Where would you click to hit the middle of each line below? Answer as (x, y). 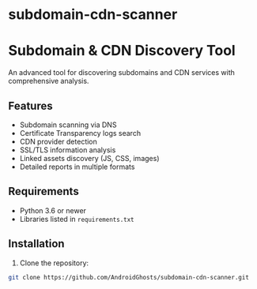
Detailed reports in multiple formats (77, 167)
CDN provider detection (58, 141)
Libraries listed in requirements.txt (77, 219)
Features (30, 105)
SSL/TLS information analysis (68, 150)
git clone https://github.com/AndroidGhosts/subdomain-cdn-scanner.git (128, 277)
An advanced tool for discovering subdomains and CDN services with (122, 73)
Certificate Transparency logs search (80, 133)
